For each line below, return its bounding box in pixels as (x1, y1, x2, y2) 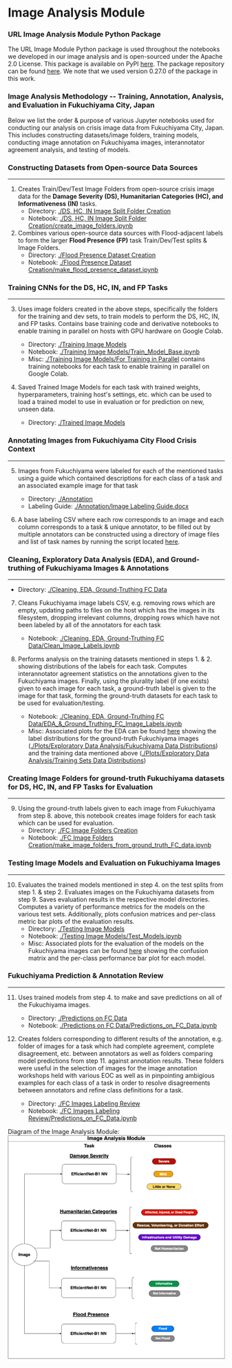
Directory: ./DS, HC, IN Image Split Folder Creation (28, 207, 171, 215)
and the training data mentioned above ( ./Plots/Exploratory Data (28, 749, 209, 757)
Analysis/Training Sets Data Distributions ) (28, 756, 147, 764)
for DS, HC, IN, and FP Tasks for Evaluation (8, 782, 154, 791)
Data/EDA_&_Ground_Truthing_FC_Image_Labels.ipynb (28, 720, 182, 728)
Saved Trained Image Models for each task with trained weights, (17, 383, 200, 392)
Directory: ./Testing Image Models (28, 924, 125, 933)
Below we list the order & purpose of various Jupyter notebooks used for (8, 116, 215, 124)
